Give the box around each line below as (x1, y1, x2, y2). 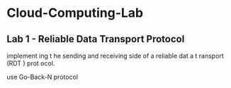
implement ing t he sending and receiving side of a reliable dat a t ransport (6, 51, 224, 60)
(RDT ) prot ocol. (6, 59, 55, 68)
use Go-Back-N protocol (6, 73, 79, 81)
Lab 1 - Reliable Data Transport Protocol (6, 33, 185, 45)
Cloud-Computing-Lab (6, 5, 143, 21)
